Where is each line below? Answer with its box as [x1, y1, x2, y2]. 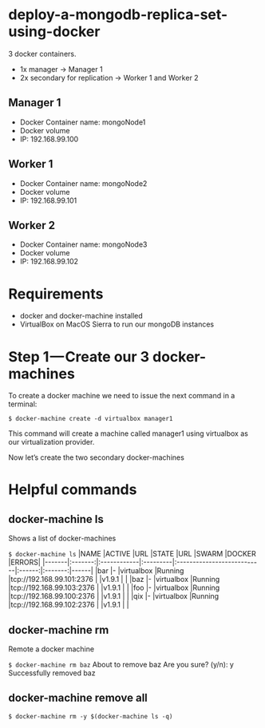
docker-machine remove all [8, 691, 148, 705]
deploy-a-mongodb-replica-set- [8, 6, 228, 24]
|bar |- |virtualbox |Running [94, 566, 184, 576]
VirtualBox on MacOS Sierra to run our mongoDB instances [19, 319, 215, 329]
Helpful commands [8, 481, 137, 499]
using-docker [8, 22, 101, 41]
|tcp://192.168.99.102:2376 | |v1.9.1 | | [8, 600, 129, 610]
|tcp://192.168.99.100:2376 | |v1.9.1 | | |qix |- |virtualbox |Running [8, 591, 220, 601]
